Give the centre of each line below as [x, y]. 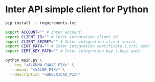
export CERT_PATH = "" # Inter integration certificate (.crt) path [77, 46]
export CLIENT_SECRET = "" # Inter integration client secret [71, 42]
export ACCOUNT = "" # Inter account [43, 32]
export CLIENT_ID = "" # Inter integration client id [61, 37]
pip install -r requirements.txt [41, 23]
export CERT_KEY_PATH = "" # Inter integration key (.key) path [73, 51]
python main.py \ [24, 60]
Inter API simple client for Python [77, 9]
